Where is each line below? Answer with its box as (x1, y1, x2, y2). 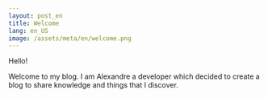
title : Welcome (8, 19, 60, 27)
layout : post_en (8, 11, 63, 20)
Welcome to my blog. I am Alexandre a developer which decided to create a (8, 71, 260, 81)
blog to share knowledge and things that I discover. (8, 80, 179, 90)
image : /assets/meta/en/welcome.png (8, 34, 132, 43)
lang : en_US (8, 27, 48, 35)
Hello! (8, 56, 28, 66)
